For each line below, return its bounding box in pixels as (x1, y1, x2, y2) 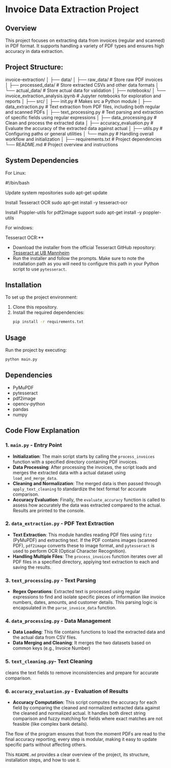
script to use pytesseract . (12, 266, 67, 272)
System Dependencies (5, 156, 79, 165)
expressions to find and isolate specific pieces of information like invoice (12, 594, 165, 600)
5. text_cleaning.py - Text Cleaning (5, 658, 93, 665)
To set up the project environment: (5, 294, 78, 300)
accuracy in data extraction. (5, 48, 64, 54)
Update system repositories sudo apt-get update (5, 190, 108, 196)
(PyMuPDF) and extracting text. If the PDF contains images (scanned (12, 537, 158, 543)
